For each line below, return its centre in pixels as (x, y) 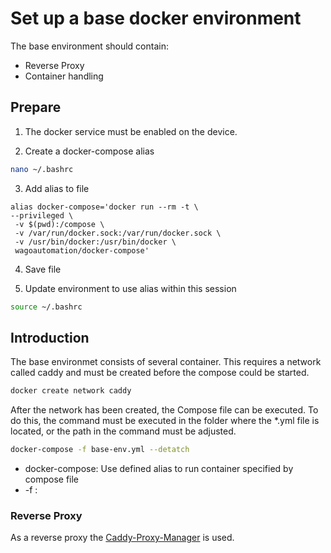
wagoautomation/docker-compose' (82, 250)
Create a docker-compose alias (89, 151)
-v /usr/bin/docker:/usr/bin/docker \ (95, 242)
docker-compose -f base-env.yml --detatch (100, 450)
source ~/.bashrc (46, 307)
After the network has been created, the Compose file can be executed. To (164, 410)
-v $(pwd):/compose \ (59, 224)
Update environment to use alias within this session (130, 288)
